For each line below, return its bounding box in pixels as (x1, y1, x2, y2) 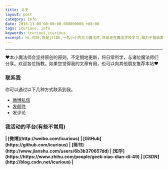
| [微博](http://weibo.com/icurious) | (5, 135, 82, 141)
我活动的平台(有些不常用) (5, 123, 66, 130)
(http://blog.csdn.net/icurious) (5, 159, 71, 165)
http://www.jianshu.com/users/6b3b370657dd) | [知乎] (6, 148, 125, 154)
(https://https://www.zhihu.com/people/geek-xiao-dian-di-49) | (5, 153, 142, 160)
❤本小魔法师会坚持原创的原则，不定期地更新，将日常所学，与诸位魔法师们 (5, 54, 159, 60)
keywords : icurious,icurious (5, 30, 66, 35)
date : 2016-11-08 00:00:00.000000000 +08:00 (5, 21, 99, 26)
